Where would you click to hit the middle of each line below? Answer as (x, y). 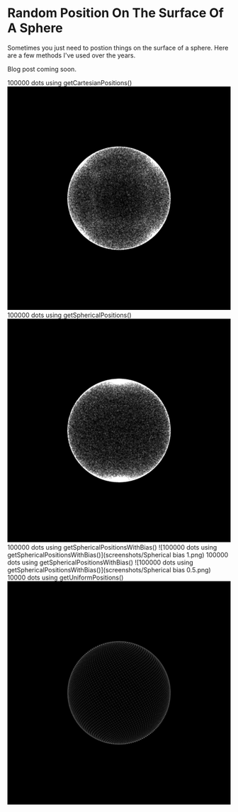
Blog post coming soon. (42, 69)
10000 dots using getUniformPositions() (66, 577)
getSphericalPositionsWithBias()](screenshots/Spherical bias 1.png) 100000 (118, 555)
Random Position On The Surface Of (116, 13)
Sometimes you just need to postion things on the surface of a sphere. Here (118, 48)
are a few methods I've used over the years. (72, 55)
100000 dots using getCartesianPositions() (70, 82)
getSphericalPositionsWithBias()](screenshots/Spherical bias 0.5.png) (109, 569)
